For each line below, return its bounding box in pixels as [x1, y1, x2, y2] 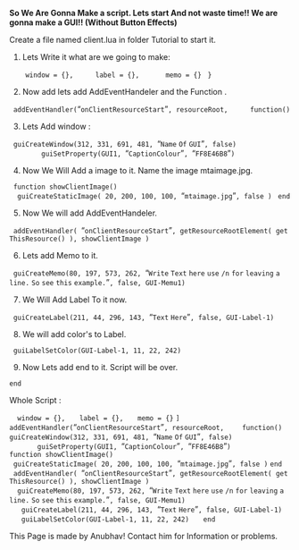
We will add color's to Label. [21, 329, 127, 339]
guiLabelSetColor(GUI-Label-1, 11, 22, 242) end [21, 515, 216, 524]
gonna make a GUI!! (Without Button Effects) [9, 17, 178, 28]
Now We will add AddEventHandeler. [21, 207, 158, 218]
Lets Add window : [21, 121, 91, 131]
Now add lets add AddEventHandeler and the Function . [21, 87, 228, 97]
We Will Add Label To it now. [21, 294, 128, 305]
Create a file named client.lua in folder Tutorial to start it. [9, 35, 217, 45]
